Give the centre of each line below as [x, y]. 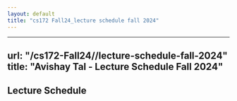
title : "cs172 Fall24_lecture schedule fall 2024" [83, 20]
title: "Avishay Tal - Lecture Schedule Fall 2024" [115, 67]
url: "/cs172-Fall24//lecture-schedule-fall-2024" [117, 55]
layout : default [31, 14]
